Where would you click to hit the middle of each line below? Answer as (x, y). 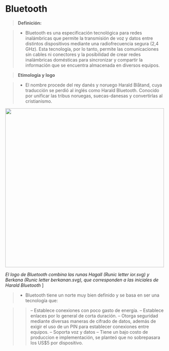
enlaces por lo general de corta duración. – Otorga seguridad (94, 315)
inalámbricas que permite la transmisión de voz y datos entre (89, 38)
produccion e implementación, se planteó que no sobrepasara (95, 337)
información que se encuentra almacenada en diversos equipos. (92, 65)
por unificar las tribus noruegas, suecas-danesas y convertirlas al (94, 96)
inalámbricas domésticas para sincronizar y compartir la (84, 60)
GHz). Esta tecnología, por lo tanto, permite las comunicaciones (92, 49)
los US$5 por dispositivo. (57, 343)
